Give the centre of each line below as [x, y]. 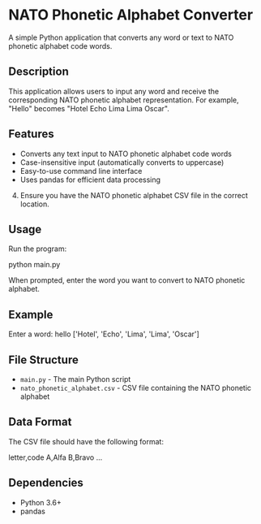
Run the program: [38, 249]
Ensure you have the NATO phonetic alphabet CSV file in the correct [134, 195]
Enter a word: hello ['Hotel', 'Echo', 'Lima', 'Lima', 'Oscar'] [104, 334]
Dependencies [46, 483]
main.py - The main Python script [75, 379]
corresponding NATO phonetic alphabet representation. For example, [124, 100]
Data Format [40, 422]
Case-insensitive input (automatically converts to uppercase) [122, 162]
